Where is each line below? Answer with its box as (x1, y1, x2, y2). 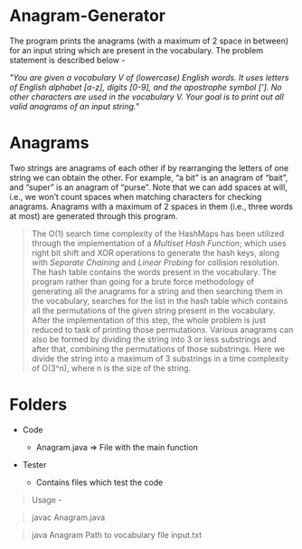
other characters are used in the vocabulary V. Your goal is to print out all (9, 91, 285, 102)
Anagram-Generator (9, 5, 165, 26)
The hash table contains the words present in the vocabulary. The (31, 266, 278, 277)
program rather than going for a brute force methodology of (31, 276, 255, 287)
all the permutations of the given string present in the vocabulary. (31, 305, 276, 316)
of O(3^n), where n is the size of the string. (31, 363, 192, 374)
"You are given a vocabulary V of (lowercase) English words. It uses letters (9, 71, 289, 82)
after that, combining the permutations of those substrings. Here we (31, 343, 286, 354)
